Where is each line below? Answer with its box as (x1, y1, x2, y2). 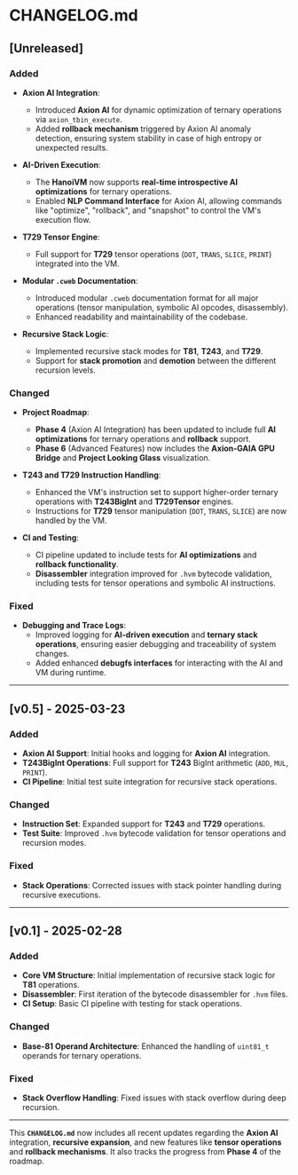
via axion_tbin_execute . (35, 114, 122, 124)
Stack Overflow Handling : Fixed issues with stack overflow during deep (21, 1092, 286, 1103)
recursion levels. (35, 365, 96, 375)
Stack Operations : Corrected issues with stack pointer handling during (21, 879, 282, 890)
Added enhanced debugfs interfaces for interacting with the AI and (35, 658, 284, 668)
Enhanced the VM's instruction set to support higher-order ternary (35, 487, 278, 498)
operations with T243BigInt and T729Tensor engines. (35, 496, 234, 507)
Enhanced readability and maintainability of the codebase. (35, 311, 248, 322)
